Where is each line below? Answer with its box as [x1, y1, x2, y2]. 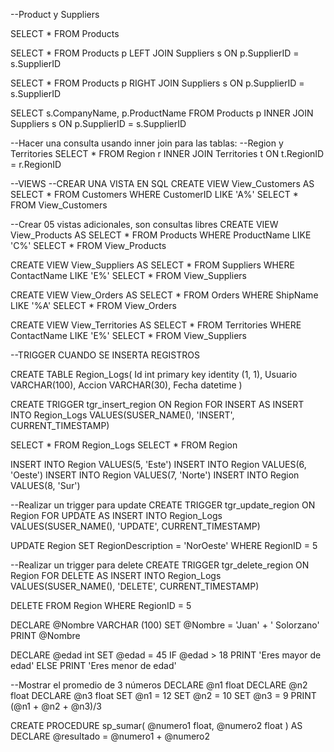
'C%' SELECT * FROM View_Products [10, 240, 167, 251]
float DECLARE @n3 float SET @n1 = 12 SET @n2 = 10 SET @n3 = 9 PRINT [10, 690, 317, 701]
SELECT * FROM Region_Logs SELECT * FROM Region [10, 439, 238, 451]
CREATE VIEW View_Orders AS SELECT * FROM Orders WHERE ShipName [10, 289, 319, 301]
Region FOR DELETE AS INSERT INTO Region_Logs [10, 570, 222, 581]
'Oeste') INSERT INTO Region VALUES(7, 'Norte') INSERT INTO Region [10, 469, 300, 481]
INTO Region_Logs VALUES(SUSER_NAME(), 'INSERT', [10, 409, 235, 421]
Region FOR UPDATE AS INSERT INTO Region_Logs [10, 510, 223, 521]
